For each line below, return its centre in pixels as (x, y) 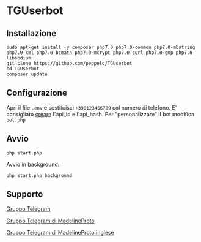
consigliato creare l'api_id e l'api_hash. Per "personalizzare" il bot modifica (100, 114)
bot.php (16, 120)
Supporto (25, 195)
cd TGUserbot (23, 69)
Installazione (31, 33)
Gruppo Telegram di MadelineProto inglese (60, 233)
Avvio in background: (33, 164)
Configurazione (37, 93)
